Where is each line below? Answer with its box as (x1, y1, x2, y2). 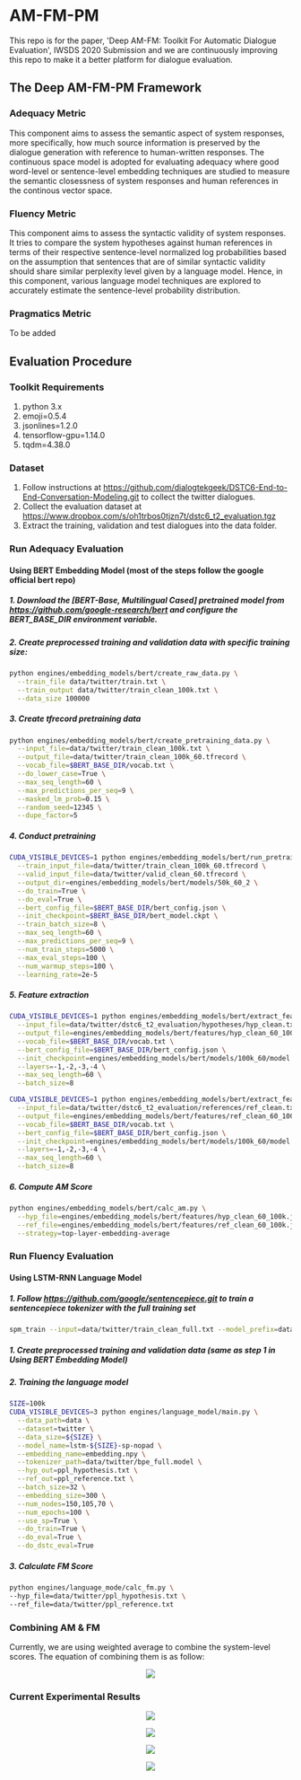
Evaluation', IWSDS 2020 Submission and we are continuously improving (9, 44, 278, 55)
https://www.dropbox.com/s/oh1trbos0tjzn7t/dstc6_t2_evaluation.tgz (21, 511, 276, 522)
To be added (9, 328, 56, 339)
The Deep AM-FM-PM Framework (9, 80, 202, 95)
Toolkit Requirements (9, 381, 105, 393)
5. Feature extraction (9, 989, 90, 1000)
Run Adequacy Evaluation (9, 542, 124, 555)
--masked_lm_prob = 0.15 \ (17, 794, 110, 804)
